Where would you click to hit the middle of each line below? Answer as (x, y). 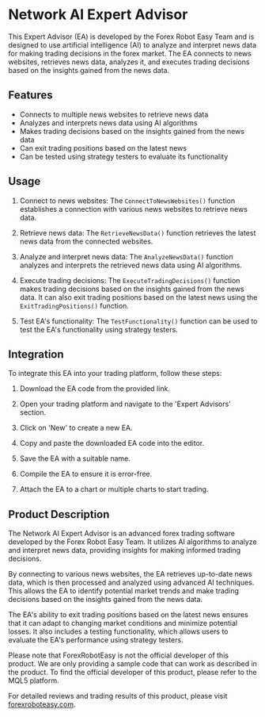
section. (33, 412)
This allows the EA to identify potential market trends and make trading (124, 591)
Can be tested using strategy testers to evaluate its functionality (124, 156)
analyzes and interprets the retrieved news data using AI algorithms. (131, 265)
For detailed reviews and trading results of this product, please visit (118, 696)
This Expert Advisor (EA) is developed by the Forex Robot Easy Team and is (131, 36)
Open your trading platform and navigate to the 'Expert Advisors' (125, 404)
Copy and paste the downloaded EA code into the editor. (112, 443)
